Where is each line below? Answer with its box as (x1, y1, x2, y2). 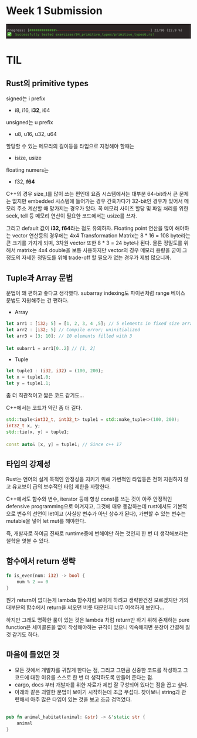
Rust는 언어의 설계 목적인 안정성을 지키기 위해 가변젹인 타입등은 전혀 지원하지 (6, 476, 183, 483)
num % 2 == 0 (16, 579, 49, 584)
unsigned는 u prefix (6, 119, 53, 126)
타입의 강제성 (6, 459, 51, 469)
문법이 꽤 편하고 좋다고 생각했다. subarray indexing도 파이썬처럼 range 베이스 (6, 290, 186, 297)
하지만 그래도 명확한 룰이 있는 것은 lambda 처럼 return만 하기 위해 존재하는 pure (6, 616, 190, 623)
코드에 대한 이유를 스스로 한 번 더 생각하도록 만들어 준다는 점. (14, 674, 154, 681)
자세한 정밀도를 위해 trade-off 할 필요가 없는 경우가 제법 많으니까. (21, 254, 172, 261)
